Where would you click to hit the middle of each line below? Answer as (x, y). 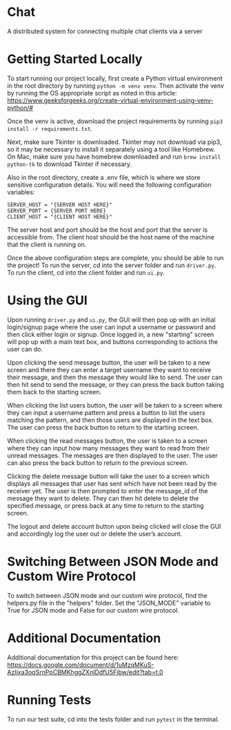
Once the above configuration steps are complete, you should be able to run (115, 257)
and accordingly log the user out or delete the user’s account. (95, 533)
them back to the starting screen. (54, 392)
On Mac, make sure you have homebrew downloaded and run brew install (114, 156)
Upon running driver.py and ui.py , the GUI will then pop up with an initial (111, 320)
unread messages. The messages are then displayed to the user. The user (112, 455)
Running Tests (49, 700)
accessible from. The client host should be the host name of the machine (111, 237)
